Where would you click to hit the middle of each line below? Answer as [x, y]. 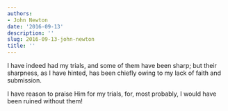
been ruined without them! [45, 101]
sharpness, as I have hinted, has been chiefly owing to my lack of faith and [114, 73]
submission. [24, 80]
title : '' [22, 46]
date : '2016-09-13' [35, 26]
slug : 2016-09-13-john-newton [51, 40]
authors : [20, 14]
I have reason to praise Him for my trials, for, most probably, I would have [112, 94]
